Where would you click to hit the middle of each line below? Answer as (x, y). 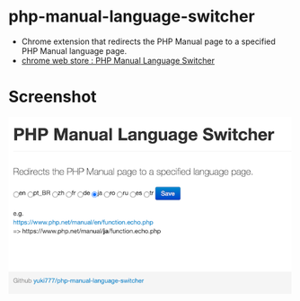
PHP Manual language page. (74, 50)
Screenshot (53, 97)
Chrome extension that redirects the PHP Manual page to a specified (148, 41)
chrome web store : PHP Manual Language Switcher (118, 60)
